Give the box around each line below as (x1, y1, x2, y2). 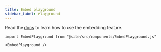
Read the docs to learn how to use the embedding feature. (5, 25, 123, 30)
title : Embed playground (5, 7, 56, 12)
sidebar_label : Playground (5, 12, 60, 16)
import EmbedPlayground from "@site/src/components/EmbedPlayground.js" (5, 34, 157, 39)
